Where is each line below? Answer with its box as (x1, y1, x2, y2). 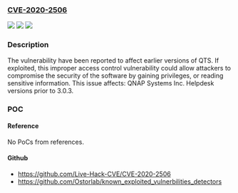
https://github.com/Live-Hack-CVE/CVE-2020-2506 (17, 169, 171, 178)
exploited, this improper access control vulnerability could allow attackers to (7, 63, 232, 72)
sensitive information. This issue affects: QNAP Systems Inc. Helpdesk (7, 78, 214, 87)
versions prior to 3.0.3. (7, 86, 74, 95)
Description (7, 40, 49, 50)
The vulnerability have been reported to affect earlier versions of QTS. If (7, 56, 219, 65)
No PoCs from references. (7, 137, 84, 146)
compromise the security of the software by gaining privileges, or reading (7, 71, 224, 80)
